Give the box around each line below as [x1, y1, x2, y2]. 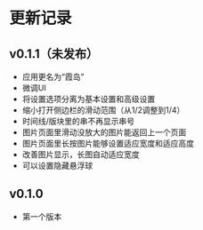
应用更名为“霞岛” [21, 72, 85, 82]
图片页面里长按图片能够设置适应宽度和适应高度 [21, 139, 194, 148]
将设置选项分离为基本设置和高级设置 [21, 94, 156, 104]
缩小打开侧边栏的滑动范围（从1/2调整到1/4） [21, 105, 185, 115]
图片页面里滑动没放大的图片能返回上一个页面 [21, 127, 187, 138]
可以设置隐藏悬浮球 [21, 161, 93, 171]
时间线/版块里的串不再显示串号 [21, 116, 135, 126]
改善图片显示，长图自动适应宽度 [21, 149, 140, 160]
